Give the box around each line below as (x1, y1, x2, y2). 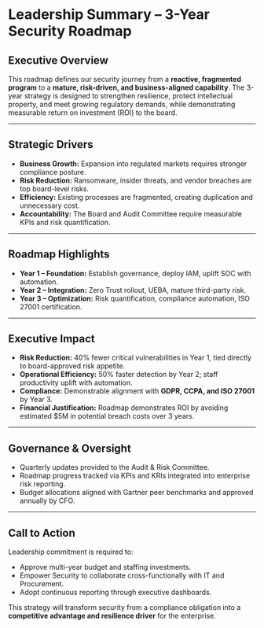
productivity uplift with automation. (19, 378, 133, 387)
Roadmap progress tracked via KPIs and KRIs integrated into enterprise (19, 471, 251, 481)
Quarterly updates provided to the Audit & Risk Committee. (19, 463, 210, 472)
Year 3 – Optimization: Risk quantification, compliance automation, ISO (19, 294, 250, 303)
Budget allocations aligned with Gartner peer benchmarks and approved (19, 488, 254, 497)
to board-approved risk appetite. (19, 361, 126, 371)
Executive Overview (8, 54, 108, 67)
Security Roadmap (8, 22, 132, 40)
